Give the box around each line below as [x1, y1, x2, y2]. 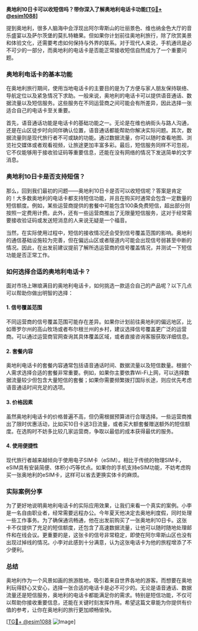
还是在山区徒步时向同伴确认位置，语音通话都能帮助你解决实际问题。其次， [6, 127, 187, 134]
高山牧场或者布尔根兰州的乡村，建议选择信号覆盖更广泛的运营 [37, 326, 187, 333]
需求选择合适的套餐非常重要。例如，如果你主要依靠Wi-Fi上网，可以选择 [11, 369, 184, 377]
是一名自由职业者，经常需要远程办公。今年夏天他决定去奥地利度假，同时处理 [6, 509, 192, 516]
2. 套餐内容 [6, 348, 34, 355]
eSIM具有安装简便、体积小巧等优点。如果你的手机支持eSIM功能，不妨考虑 [6, 463, 186, 471]
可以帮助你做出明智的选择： [6, 289, 74, 296]
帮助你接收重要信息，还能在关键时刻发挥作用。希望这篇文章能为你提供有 [11, 599, 187, 606]
